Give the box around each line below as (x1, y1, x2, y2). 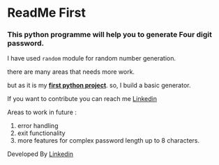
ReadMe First (7, 5, 86, 21)
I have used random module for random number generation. (7, 54, 176, 63)
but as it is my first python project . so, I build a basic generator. (7, 81, 191, 90)
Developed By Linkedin (7, 150, 74, 158)
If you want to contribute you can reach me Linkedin (7, 95, 157, 103)
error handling (17, 122, 59, 130)
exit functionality (17, 129, 66, 137)
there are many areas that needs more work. (7, 68, 135, 76)
